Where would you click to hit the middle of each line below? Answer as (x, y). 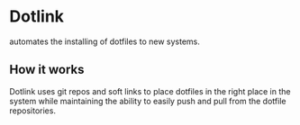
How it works (47, 70)
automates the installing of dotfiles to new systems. (105, 41)
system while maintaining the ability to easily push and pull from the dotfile (148, 101)
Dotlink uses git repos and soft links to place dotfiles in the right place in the (150, 91)
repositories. (33, 111)
